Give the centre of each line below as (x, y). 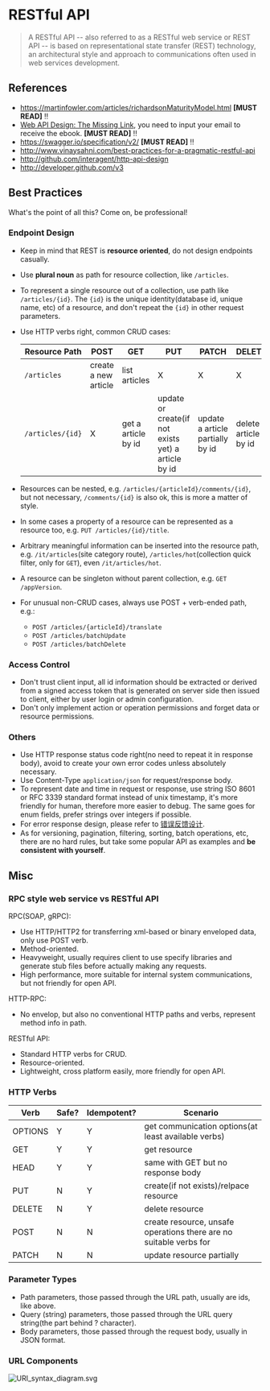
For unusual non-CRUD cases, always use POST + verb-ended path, (133, 602)
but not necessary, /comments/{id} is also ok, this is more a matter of (134, 497)
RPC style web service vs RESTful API (84, 898)
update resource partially (192, 1256)
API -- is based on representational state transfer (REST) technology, (142, 45)
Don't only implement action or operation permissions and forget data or (139, 708)
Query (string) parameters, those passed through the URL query (126, 1314)
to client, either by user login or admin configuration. (107, 699)
